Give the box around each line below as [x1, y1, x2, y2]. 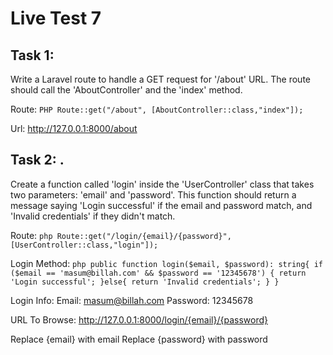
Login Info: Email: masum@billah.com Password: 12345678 [10, 294, 254, 306]
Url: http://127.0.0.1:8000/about [10, 123, 138, 134]
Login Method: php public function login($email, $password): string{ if [10, 257, 324, 269]
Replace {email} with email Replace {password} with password [10, 333, 268, 345]
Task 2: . [10, 152, 65, 169]
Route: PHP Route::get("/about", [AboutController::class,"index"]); [10, 103, 304, 115]
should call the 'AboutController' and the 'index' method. [10, 84, 243, 96]
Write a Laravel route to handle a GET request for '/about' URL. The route [10, 73, 311, 85]
